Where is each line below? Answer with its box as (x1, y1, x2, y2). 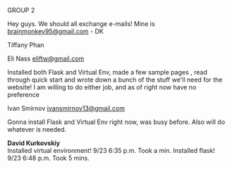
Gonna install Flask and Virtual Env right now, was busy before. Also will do (7, 118, 226, 126)
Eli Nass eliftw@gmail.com (7, 54, 85, 63)
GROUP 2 (7, 6, 35, 14)
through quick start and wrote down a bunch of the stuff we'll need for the (7, 75, 223, 84)
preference (7, 91, 40, 99)
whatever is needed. (7, 125, 67, 133)
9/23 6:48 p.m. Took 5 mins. (7, 154, 90, 162)
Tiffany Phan (7, 41, 44, 49)
